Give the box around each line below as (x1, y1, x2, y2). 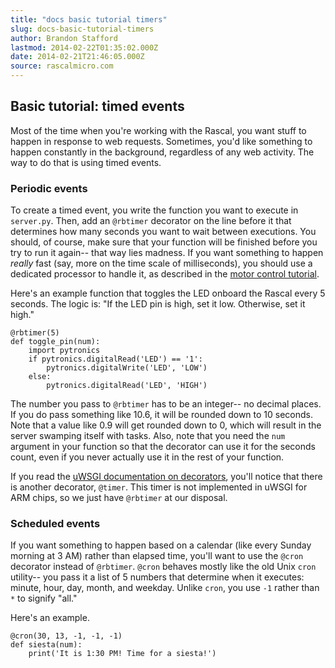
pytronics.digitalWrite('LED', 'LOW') (46, 363, 208, 373)
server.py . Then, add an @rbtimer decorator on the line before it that (10, 215, 292, 227)
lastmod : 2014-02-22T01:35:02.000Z (10, 42, 159, 53)
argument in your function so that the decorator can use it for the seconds (10, 441, 316, 453)
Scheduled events (10, 517, 101, 531)
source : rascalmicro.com (10, 61, 114, 71)
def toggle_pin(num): (10, 337, 101, 347)
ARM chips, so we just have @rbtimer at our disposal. (10, 492, 228, 504)
